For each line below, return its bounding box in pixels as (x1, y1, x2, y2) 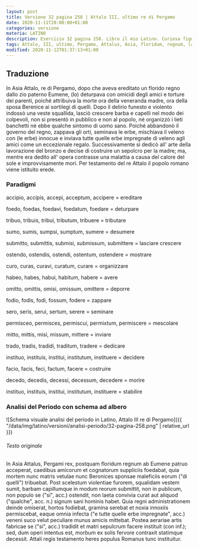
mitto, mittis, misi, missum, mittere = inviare (6, 331, 111, 338)
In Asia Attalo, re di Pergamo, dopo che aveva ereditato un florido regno (6, 84, 180, 91)
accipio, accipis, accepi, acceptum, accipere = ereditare (6, 194, 143, 201)
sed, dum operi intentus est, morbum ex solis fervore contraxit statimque (6, 529, 183, 536)
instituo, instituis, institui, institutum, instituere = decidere (6, 354, 145, 361)
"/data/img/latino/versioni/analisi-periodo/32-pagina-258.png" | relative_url (6, 422, 190, 430)
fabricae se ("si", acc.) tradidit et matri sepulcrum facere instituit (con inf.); (6, 523, 187, 530)
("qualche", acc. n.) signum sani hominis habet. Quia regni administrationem (6, 498, 190, 505)
